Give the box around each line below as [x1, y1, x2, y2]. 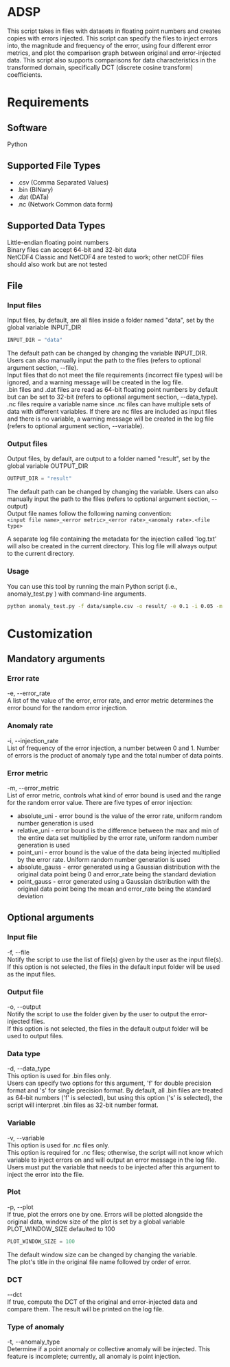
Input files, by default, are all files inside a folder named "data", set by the [7, 316, 215, 325]
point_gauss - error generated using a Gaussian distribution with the [16, 877, 211, 885]
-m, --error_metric [7, 784, 60, 792]
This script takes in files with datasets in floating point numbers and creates [7, 27, 222, 35]
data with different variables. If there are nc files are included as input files [7, 408, 218, 416]
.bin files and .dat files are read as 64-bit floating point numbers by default [7, 386, 218, 394]
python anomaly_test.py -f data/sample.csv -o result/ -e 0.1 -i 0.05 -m [7, 603, 223, 609]
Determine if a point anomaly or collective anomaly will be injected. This [7, 1345, 211, 1353]
